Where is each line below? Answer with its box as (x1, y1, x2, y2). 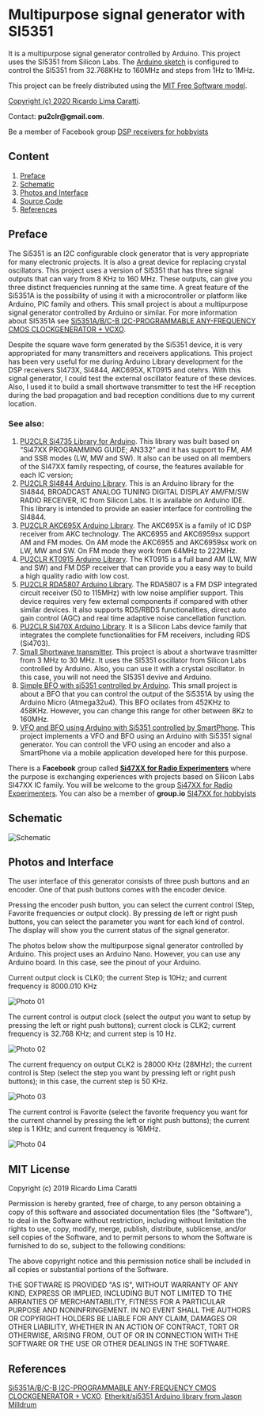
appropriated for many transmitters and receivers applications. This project (8, 348, 253, 357)
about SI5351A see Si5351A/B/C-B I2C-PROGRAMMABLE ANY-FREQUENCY (8, 315, 256, 326)
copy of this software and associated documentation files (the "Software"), (8, 1207, 253, 1217)
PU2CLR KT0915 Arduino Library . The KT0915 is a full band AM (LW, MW (19, 554, 257, 563)
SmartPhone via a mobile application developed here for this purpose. (19, 747, 248, 758)
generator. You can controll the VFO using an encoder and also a (19, 739, 231, 749)
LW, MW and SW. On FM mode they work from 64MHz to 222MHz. (19, 545, 238, 556)
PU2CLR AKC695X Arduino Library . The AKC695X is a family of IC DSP (19, 521, 252, 530)
